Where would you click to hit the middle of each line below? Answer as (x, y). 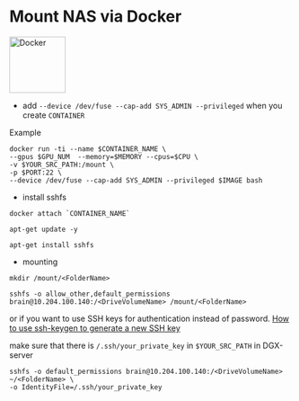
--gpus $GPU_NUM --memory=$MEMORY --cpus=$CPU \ (104, 156)
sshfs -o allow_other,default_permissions (90, 294)
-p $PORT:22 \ (36, 173)
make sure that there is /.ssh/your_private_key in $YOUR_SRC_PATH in (135, 345)
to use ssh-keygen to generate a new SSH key (95, 328)
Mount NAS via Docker (96, 17)
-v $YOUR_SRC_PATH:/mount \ (62, 165)
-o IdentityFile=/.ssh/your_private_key (86, 387)
